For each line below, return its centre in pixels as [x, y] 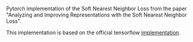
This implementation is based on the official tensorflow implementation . [93, 33]
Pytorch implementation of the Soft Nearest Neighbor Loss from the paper [97, 9]
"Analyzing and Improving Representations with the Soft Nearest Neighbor [97, 15]
